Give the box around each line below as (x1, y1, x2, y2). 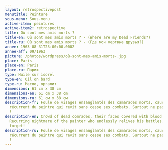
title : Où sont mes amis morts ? (5, 30, 75, 35)
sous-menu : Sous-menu (5, 16, 50, 21)
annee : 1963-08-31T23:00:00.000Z (5, 44, 75, 49)
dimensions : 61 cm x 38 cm (5, 86, 61, 91)
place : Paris (5, 58, 32, 63)
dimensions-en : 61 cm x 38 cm (5, 91, 68, 96)
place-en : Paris (5, 63, 39, 68)
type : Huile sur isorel (5, 72, 55, 77)
